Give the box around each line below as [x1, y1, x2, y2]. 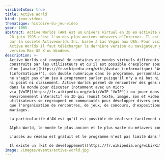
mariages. [9, 107, 29, 113]
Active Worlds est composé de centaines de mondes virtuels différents [9, 57, 160, 62]
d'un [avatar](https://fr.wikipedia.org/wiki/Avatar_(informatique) [9, 67, 153, 72]
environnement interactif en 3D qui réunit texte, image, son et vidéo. [9, 94, 162, 99]
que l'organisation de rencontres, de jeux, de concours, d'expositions [9, 103, 162, 108]
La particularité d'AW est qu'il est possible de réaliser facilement [9, 116, 157, 121]
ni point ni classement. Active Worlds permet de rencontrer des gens [9, 80, 157, 85]
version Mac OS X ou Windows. [9, 48, 71, 53]
